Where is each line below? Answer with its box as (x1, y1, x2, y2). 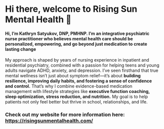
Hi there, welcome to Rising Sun (5, 3, 137, 15)
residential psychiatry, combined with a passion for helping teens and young (5, 63, 160, 68)
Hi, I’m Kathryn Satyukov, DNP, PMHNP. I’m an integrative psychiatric (5, 31, 150, 36)
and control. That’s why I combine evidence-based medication (5, 83, 133, 89)
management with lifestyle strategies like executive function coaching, (5, 89, 150, 95)
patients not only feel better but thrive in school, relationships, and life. (5, 99, 148, 105)
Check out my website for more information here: (5, 111, 125, 118)
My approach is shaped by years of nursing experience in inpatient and (5, 57, 150, 63)
